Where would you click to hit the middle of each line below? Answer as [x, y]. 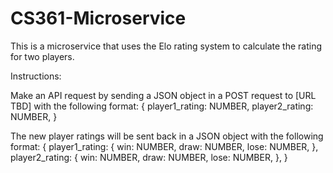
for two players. [42, 56]
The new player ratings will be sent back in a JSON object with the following [167, 136]
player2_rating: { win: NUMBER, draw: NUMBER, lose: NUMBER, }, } [149, 157]
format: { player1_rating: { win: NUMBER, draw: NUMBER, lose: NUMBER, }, [164, 146]
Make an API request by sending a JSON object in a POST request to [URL [163, 95]
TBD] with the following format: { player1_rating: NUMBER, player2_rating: [162, 106]
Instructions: [36, 76]
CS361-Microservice [98, 18]
